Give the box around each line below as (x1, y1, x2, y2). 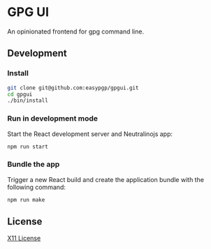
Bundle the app (7, 160, 60, 169)
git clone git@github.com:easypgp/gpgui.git (7, 84, 139, 91)
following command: (7, 183, 66, 191)
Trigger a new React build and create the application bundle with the (7, 175, 205, 183)
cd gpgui (7, 91, 33, 98)
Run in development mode (7, 114, 99, 123)
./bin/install (7, 97, 49, 105)
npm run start (7, 143, 49, 150)
